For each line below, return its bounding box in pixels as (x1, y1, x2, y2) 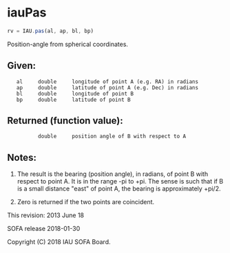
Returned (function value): (7, 115, 123, 126)
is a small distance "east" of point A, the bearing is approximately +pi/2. (17, 184, 221, 193)
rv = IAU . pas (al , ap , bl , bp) (7, 27, 94, 34)
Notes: (7, 151, 36, 163)
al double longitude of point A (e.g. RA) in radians (16, 78, 198, 85)
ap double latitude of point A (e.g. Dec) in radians (16, 84, 198, 91)
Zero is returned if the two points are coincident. (17, 198, 155, 206)
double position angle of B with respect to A (37, 133, 187, 140)
